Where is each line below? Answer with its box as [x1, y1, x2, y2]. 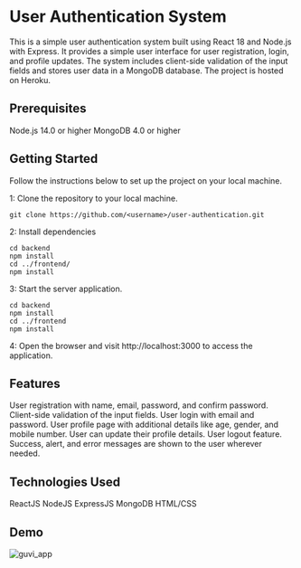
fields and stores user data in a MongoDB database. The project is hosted [9, 65, 284, 76]
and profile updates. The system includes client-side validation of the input [9, 55, 288, 66]
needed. [9, 448, 41, 459]
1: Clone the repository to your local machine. [9, 193, 178, 204]
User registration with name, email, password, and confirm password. [9, 400, 268, 411]
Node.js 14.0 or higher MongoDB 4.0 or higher [9, 125, 181, 136]
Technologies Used [9, 474, 120, 489]
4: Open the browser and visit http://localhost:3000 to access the [9, 340, 253, 351]
